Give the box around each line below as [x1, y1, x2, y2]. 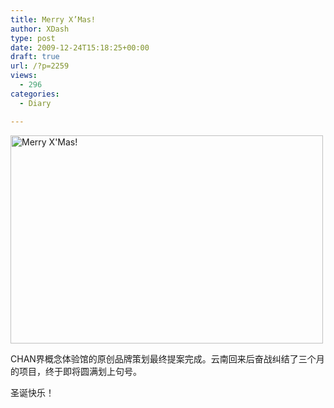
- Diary [19, 98, 52, 108]
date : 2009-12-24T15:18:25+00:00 [10, 42, 150, 53]
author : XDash [10, 24, 70, 34]
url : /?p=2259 [10, 61, 70, 71]
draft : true [10, 52, 60, 62]
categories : [10, 89, 60, 99]
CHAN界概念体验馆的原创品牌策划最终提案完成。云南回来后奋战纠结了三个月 [10, 352, 325, 365]
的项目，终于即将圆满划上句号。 [10, 365, 142, 377]
